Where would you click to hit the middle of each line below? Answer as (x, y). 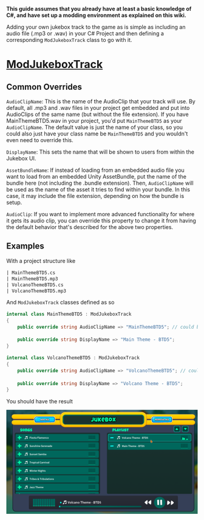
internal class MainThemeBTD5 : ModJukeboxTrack (69, 314)
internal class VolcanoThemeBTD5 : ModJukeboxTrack (73, 358)
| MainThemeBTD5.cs (31, 273)
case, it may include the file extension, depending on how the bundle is (95, 196)
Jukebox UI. (21, 158)
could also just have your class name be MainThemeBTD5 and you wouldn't (97, 134)
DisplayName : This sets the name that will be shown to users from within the (100, 152)
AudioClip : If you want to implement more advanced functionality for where (100, 214)
